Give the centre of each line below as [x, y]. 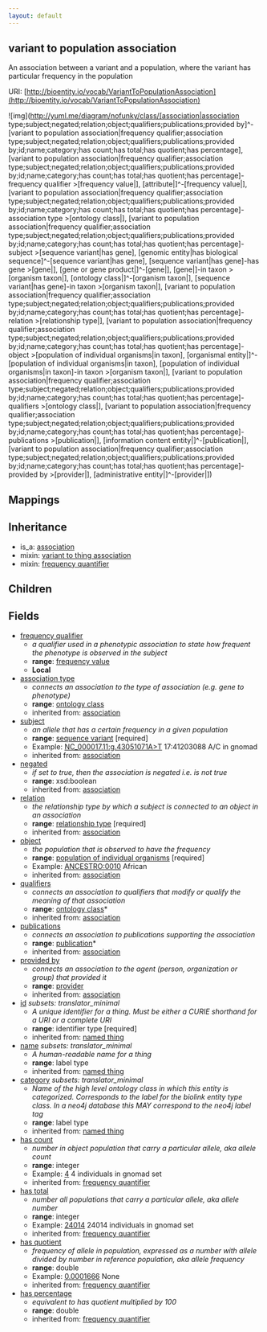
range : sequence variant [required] [90, 738]
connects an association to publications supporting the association [143, 934]
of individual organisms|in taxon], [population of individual [144, 363]
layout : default [35, 16]
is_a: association [47, 547]
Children [30, 589]
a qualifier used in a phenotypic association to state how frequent [141, 644]
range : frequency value [71, 661]
